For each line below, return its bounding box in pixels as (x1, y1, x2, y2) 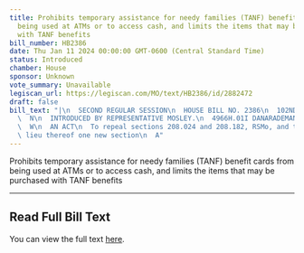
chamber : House (9, 64, 67, 73)
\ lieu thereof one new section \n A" (17, 131, 165, 140)
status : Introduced (9, 55, 83, 64)
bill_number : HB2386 (9, 38, 88, 48)
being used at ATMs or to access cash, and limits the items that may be (9, 164, 275, 176)
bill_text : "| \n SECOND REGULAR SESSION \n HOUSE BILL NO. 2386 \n (9, 106, 270, 115)
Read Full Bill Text (9, 210, 111, 225)
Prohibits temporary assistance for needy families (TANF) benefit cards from (9, 155, 295, 166)
